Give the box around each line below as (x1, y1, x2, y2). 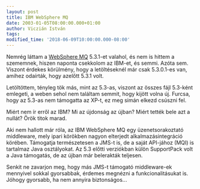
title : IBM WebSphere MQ (6, 14, 68, 20)
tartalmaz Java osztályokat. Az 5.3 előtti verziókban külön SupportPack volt (6, 145, 193, 152)
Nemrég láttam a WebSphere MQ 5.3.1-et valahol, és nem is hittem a (6, 53, 175, 60)
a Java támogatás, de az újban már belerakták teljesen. (6, 152, 143, 159)
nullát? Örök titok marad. (6, 115, 67, 122)
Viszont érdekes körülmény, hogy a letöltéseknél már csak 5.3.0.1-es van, (6, 66, 187, 73)
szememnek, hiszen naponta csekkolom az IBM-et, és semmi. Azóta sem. (6, 59, 189, 67)
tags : (6, 31, 20, 37)
